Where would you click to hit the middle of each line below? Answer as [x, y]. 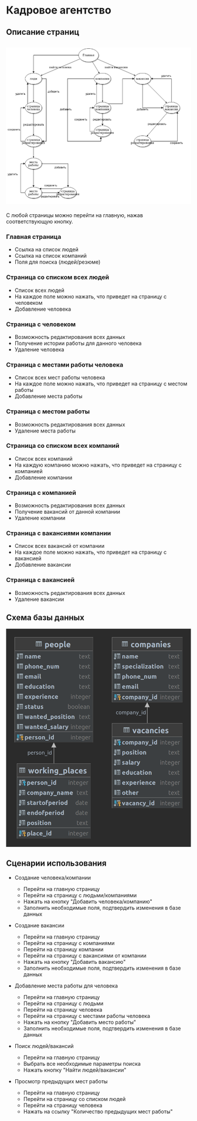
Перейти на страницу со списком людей [74, 1099]
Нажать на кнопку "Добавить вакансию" [74, 962]
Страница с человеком [41, 324]
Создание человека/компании [52, 877]
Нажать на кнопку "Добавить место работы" [80, 1022]
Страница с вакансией [40, 580]
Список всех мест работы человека [60, 378]
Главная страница [34, 237]
